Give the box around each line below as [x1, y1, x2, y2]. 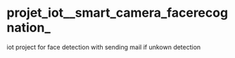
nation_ [6, 20, 51, 36]
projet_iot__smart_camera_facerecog [6, 5, 229, 21]
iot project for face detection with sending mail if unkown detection [6, 43, 201, 51]
